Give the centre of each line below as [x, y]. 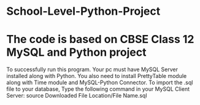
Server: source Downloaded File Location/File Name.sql [77, 96]
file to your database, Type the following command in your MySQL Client [98, 89]
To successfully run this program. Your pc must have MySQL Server [92, 69]
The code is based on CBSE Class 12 [100, 40]
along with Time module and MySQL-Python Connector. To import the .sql [100, 83]
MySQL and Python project [76, 52]
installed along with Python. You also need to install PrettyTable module [97, 76]
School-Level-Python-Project [83, 11]
